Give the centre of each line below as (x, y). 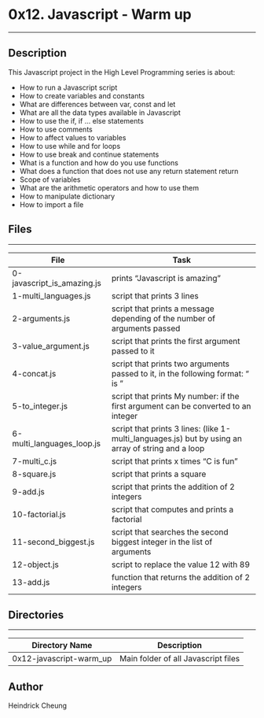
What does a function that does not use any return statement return (129, 171)
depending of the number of (163, 318)
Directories (36, 614)
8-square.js (34, 474)
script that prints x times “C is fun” (174, 461)
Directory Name (62, 646)
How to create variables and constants (82, 95)
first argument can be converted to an (181, 405)
